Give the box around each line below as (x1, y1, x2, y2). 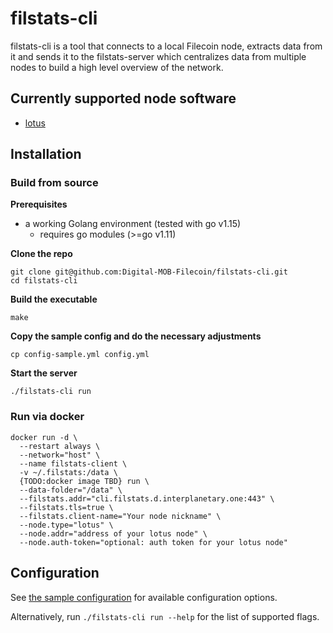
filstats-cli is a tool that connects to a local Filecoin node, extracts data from (10, 40, 323, 52)
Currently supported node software (10, 90, 237, 107)
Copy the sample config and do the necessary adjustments (10, 330, 262, 342)
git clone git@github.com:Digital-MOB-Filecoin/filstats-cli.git (10, 267, 288, 277)
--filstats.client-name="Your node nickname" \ (19, 511, 222, 521)
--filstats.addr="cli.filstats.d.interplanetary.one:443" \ (19, 493, 275, 504)
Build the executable (10, 293, 98, 306)
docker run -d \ (10, 432, 78, 442)
